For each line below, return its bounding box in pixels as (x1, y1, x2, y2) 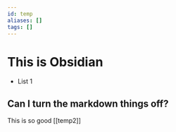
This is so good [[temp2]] (7, 116, 81, 125)
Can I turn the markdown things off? (7, 97, 169, 109)
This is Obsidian (7, 54, 103, 70)
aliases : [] (7, 17, 42, 24)
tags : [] (7, 23, 33, 30)
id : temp (7, 10, 33, 18)
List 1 (17, 77, 33, 85)
